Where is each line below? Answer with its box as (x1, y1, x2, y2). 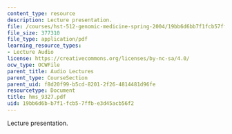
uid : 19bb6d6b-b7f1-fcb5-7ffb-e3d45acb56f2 (7, 100, 135, 107)
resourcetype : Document (7, 87, 76, 94)
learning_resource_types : (7, 42, 81, 49)
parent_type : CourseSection (7, 74, 88, 82)
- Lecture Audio (7, 49, 54, 56)
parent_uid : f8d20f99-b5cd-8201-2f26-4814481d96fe (7, 81, 156, 88)
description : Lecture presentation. (7, 17, 113, 23)
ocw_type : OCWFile (7, 61, 60, 68)
